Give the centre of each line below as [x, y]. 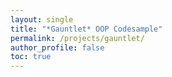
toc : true [31, 57]
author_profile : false [57, 47]
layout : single [42, 19]
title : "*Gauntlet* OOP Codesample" [86, 29]
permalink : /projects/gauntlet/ [77, 38]
